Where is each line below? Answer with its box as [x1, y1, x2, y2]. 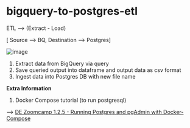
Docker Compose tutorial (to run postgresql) [15, 96, 127, 104]
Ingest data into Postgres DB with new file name [15, 73, 136, 80]
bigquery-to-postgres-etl [6, 4, 138, 18]
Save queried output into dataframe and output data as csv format [15, 66, 181, 74]
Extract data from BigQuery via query [15, 60, 110, 67]
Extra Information [6, 84, 52, 92]
